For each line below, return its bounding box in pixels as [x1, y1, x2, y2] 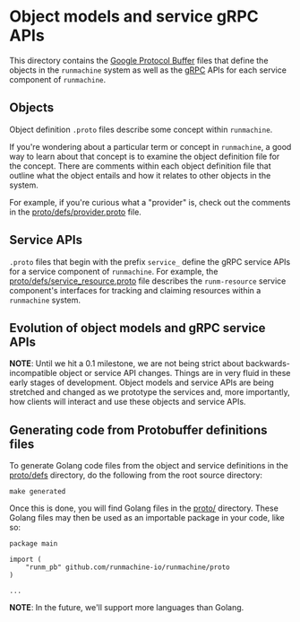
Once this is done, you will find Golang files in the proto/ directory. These [9, 503, 279, 513]
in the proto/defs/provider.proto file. [9, 206, 141, 217]
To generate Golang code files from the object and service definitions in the [9, 460, 288, 471]
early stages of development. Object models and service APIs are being [9, 377, 275, 388]
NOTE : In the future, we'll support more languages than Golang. [9, 602, 244, 613]
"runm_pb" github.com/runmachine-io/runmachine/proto [25, 563, 230, 572]
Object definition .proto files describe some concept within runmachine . [9, 124, 273, 135]
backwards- [245, 358, 291, 369]
